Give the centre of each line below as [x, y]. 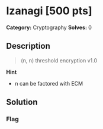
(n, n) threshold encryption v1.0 [59, 60]
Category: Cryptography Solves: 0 [49, 27]
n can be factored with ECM [49, 83]
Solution [22, 102]
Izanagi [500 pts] [49, 11]
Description [28, 46]
